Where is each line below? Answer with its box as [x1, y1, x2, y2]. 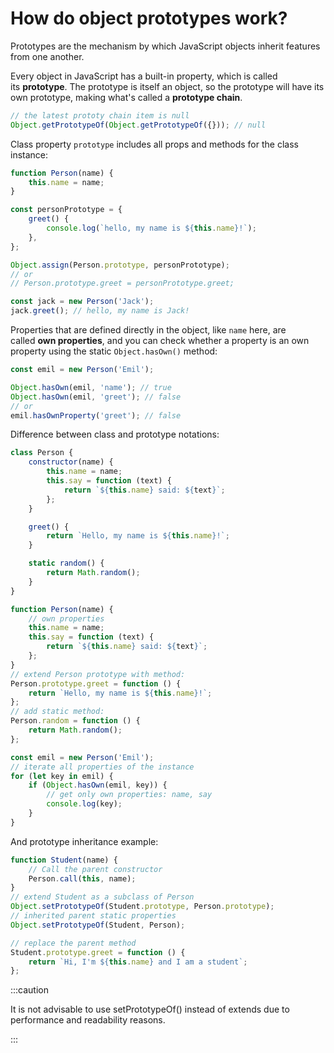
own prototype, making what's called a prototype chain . [10, 91, 243, 103]
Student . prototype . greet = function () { [10, 947, 186, 957]
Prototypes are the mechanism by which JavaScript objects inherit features [10, 40, 321, 52]
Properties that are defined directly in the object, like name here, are [10, 324, 287, 336]
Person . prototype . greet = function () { [10, 678, 182, 689]
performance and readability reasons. [10, 1014, 166, 1026]
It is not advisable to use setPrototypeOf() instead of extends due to [10, 1003, 290, 1016]
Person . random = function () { [10, 716, 141, 726]
